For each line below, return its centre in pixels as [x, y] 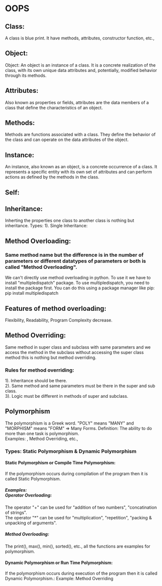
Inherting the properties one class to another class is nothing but [70, 221]
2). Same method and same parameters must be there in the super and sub [80, 386]
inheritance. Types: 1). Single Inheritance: [46, 226]
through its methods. [26, 75]
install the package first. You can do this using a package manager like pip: [80, 288]
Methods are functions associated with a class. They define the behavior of [81, 135]
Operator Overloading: [28, 495]
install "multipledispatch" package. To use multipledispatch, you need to [77, 283]
